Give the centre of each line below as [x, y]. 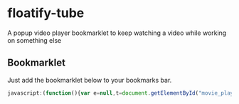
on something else [34, 40]
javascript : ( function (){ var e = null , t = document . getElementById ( [103, 93]
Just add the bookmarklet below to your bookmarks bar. [90, 80]
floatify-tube [46, 13]
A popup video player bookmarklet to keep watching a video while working [117, 33]
